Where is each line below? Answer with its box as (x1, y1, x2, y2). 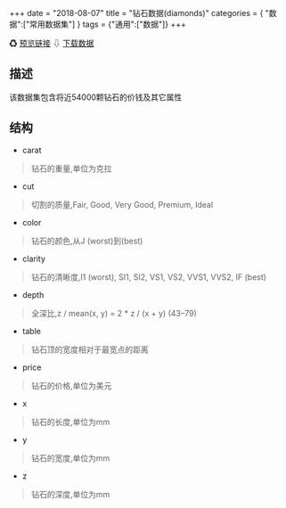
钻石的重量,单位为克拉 (30, 163, 112, 174)
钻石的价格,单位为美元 (30, 380, 112, 390)
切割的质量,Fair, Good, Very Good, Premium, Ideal (30, 199, 214, 209)
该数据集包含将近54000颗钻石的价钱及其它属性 (9, 92, 183, 102)
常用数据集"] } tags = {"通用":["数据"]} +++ (29, 19, 187, 29)
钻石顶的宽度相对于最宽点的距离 (30, 344, 149, 355)
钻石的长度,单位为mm (30, 416, 110, 427)
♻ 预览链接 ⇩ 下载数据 (9, 38, 94, 48)
